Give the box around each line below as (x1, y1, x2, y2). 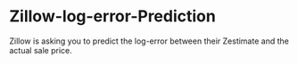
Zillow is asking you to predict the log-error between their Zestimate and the (9, 36, 290, 46)
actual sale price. (9, 44, 73, 55)
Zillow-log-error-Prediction (9, 6, 216, 27)
